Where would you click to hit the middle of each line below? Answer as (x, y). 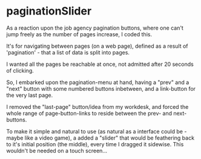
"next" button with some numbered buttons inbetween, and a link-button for (101, 88)
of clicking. (20, 70)
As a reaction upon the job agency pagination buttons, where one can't (95, 28)
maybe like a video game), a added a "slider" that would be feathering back (100, 138)
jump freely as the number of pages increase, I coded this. (79, 34)
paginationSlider (49, 11)
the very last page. (30, 95)
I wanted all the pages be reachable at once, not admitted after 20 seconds (100, 64)
